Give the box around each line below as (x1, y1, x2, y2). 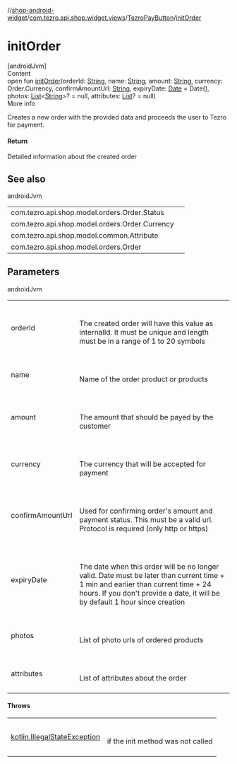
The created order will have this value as (79, 318, 214, 328)
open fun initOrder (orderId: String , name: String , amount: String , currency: (7, 76, 223, 85)
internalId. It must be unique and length (79, 327, 209, 337)
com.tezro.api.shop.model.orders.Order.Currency (11, 219, 174, 228)
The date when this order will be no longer (79, 562, 219, 572)
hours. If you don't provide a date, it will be (79, 588, 221, 598)
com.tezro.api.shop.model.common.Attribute (11, 230, 159, 240)
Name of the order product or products (79, 374, 208, 384)
